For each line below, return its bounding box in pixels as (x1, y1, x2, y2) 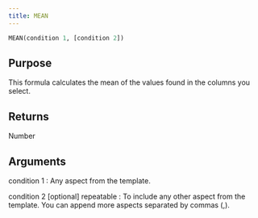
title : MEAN (8, 11, 48, 20)
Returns (8, 110, 50, 124)
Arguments (8, 154, 67, 168)
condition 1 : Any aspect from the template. (8, 175, 151, 186)
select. (8, 86, 31, 96)
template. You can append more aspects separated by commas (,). (8, 199, 230, 210)
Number (8, 131, 36, 141)
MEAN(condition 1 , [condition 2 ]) (8, 34, 125, 42)
